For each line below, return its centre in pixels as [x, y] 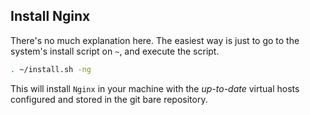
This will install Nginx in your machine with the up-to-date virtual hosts [155, 88]
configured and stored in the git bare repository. [109, 99]
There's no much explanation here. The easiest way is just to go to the [155, 40]
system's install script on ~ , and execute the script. [115, 51]
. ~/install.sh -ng [51, 69]
